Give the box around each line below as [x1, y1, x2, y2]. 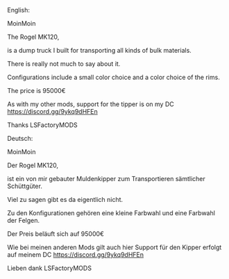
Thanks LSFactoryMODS [7, 121, 78, 129]
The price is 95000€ [7, 87, 66, 94]
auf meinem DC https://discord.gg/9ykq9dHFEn [7, 251, 144, 259]
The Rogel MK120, [7, 33, 60, 41]
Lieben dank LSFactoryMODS [7, 264, 92, 272]
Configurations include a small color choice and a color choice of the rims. [7, 73, 220, 81]
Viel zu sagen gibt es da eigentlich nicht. [7, 196, 124, 203]
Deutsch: [7, 135, 33, 142]
